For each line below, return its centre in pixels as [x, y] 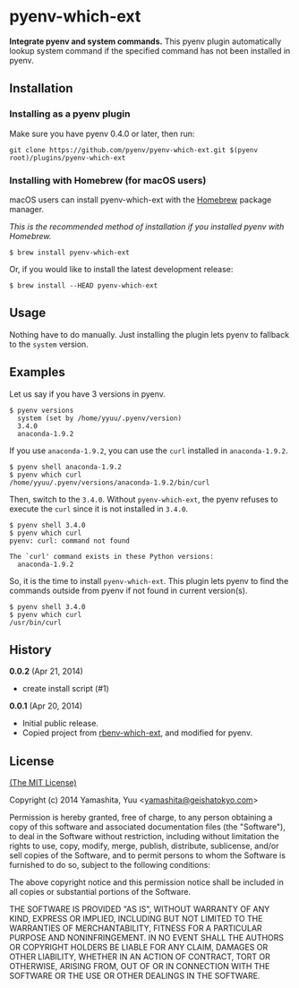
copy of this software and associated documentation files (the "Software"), [148, 827]
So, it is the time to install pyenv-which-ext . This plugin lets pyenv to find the [149, 580]
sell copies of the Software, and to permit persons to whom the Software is [148, 855]
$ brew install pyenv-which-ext [69, 253]
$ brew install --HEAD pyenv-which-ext [84, 285]
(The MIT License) [43, 783]
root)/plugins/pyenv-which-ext [68, 158]
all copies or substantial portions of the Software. [100, 892]
